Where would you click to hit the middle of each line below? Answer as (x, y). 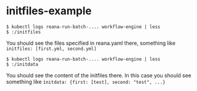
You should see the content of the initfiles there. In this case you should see (99, 75)
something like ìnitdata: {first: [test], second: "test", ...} (86, 81)
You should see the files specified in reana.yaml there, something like (91, 43)
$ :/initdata (22, 64)
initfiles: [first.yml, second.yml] (51, 49)
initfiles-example (49, 11)
